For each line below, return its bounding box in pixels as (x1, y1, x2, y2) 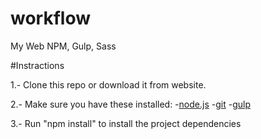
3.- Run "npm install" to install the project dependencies (10, 117, 242, 129)
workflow (10, 7, 91, 30)
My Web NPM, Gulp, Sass (10, 40, 117, 52)
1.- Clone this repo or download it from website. (10, 78, 207, 91)
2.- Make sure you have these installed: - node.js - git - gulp (10, 98, 251, 110)
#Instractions (10, 59, 65, 71)
